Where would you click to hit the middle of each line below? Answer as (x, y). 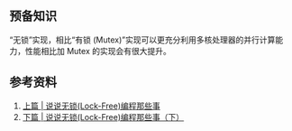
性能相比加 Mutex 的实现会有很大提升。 (98, 51)
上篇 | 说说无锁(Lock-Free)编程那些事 (91, 106)
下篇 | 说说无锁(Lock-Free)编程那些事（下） (103, 117)
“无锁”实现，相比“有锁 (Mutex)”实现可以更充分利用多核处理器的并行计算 (142, 40)
